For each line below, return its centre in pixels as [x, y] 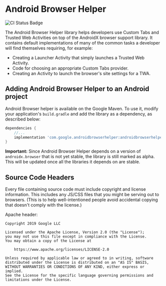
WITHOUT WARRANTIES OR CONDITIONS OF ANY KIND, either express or [75, 267]
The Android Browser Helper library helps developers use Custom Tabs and [82, 32]
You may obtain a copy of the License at [48, 241]
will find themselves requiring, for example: [49, 48]
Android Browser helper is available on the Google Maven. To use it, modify [82, 108]
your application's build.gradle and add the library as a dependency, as [79, 114]
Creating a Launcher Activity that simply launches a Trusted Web [78, 57]
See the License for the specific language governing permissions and [79, 276]
